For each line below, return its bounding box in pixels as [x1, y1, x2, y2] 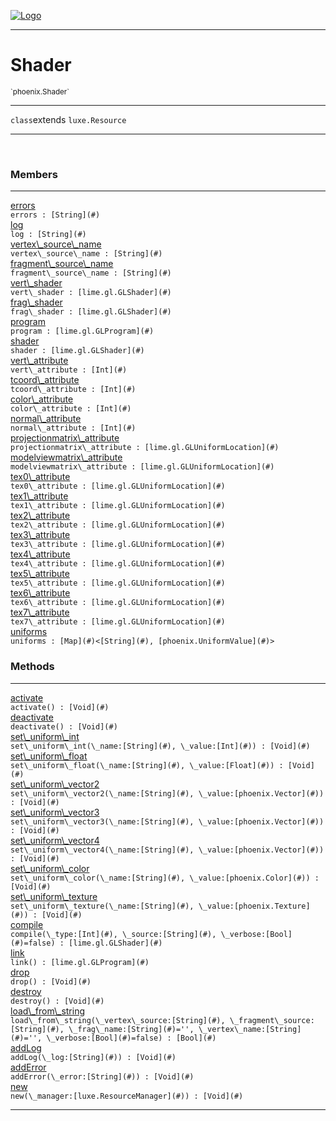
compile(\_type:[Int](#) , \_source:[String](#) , [10, 929, 217, 939]
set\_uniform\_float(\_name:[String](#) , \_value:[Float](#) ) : [10, 760, 284, 770]
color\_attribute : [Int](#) [10, 404, 132, 414]
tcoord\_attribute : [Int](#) [10, 385, 137, 395]
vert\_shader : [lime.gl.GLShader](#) [10, 288, 172, 298]
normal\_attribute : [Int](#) [10, 423, 137, 434]
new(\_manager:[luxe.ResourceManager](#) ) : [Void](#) [10, 1091, 244, 1101]
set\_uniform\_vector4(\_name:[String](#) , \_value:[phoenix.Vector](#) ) [10, 845, 325, 855]
